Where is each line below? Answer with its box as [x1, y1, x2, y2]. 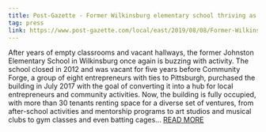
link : [8, 26, 26, 34]
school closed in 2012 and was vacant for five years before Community [8, 65, 241, 74]
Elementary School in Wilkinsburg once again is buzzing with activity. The [8, 56, 249, 66]
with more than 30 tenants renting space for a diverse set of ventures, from [8, 98, 254, 107]
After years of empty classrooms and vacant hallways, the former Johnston [8, 48, 255, 58]
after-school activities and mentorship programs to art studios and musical [8, 107, 252, 116]
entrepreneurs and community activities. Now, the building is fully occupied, [8, 90, 256, 100]
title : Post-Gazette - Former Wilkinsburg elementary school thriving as [8, 11, 257, 20]
